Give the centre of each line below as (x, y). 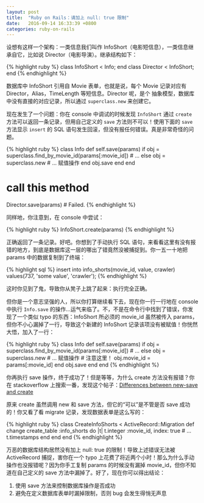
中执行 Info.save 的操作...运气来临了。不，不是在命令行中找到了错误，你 (97, 309)
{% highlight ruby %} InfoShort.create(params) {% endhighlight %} (90, 230)
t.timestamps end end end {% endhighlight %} (65, 437)
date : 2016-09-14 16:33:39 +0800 (51, 23)
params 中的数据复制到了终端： (46, 257)
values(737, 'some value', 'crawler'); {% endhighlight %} (77, 276)
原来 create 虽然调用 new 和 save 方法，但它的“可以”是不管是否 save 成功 (98, 405)
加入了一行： (38, 332)
